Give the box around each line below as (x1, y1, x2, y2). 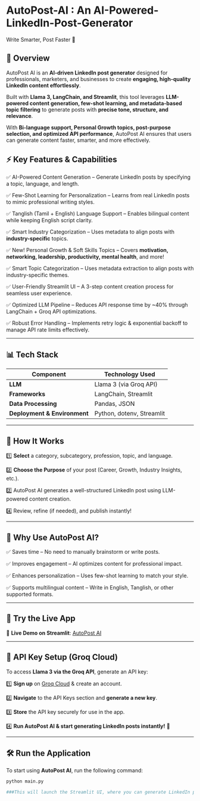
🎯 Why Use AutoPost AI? (6, 532, 99, 542)
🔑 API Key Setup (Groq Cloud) (6, 652, 118, 662)
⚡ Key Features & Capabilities (6, 154, 117, 164)
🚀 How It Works (6, 436, 64, 446)
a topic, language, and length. (6, 180, 79, 187)
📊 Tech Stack (6, 349, 58, 359)
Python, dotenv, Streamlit (94, 409, 165, 418)
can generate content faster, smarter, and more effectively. (6, 136, 151, 144)
